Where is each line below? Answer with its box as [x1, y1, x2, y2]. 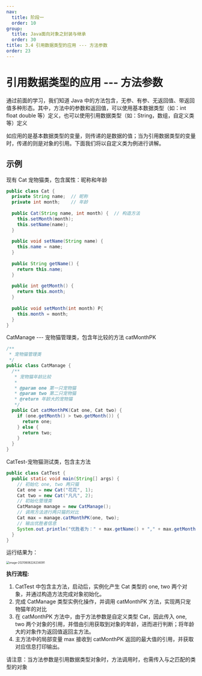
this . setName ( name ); [17, 221, 69, 227]
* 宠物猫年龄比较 [14, 373, 52, 379]
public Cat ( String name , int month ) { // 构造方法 [11, 210, 140, 217]
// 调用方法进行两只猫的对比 [17, 509, 79, 515]
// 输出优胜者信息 [17, 520, 57, 526]
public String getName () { [11, 260, 79, 266]
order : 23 [6, 48, 31, 54]
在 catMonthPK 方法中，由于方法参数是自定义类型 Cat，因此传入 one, [14, 613, 188, 620]
